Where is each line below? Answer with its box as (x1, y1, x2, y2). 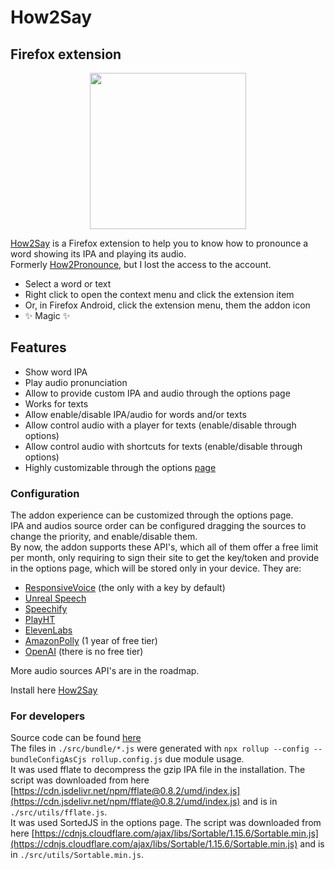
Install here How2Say (10, 684, 98, 696)
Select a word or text (24, 278, 112, 290)
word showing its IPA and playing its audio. (10, 248, 187, 260)
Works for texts (24, 397, 89, 410)
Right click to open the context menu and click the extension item (24, 289, 295, 300)
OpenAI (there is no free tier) (24, 646, 144, 658)
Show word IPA (24, 366, 88, 378)
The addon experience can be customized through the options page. (10, 509, 294, 521)
